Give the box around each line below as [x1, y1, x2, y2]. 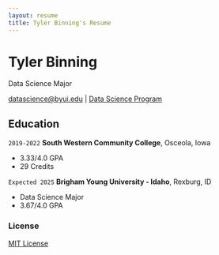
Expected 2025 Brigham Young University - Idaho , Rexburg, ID [8, 177, 212, 186]
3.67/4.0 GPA [19, 201, 63, 210]
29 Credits [19, 162, 55, 171]
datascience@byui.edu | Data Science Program [8, 94, 162, 103]
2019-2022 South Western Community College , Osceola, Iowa [8, 138, 211, 148]
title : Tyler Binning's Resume [8, 19, 111, 27]
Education [8, 117, 60, 130]
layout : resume [8, 11, 59, 20]
